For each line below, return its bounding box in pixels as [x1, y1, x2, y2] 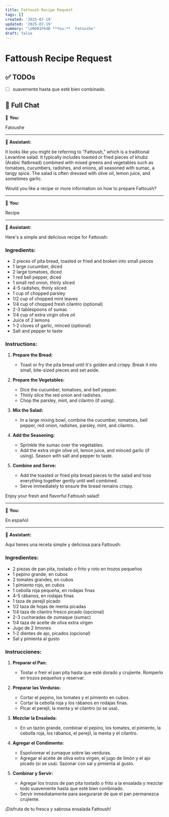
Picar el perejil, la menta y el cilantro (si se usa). [20, 705, 119, 711]
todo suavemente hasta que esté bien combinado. [20, 786, 124, 792]
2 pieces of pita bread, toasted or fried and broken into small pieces [12, 258, 153, 264]
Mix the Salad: [12, 407, 44, 414]
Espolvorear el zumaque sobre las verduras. [20, 750, 112, 756]
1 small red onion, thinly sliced [12, 280, 75, 286]
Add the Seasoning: [12, 432, 55, 438]
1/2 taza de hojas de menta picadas [12, 603, 87, 609]
